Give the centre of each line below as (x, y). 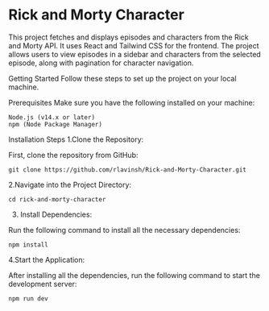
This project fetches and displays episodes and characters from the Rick (128, 37)
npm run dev (28, 299)
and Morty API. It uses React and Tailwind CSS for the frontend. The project (134, 45)
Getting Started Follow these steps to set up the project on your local (122, 78)
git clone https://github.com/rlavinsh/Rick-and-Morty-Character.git (128, 170)
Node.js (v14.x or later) (52, 117)
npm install (28, 245)
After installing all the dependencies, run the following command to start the (134, 275)
